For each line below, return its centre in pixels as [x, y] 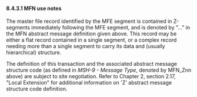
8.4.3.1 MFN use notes [34, 8]
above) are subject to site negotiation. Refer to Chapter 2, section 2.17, [91, 76]
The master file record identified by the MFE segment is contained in [89, 21]
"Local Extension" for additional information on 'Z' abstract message [89, 83]
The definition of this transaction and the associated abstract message [92, 64]
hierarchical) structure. [34, 52]
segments [18, 28]
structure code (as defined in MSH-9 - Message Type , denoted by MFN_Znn [99, 70]
